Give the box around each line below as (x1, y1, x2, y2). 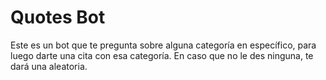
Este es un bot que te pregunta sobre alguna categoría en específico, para (10, 39, 317, 51)
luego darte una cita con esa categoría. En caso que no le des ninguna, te (10, 49, 314, 61)
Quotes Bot (10, 6, 106, 29)
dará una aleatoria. (10, 60, 88, 72)
